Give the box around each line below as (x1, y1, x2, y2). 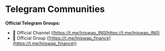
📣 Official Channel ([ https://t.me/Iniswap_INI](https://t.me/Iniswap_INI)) (12, 29, 160, 35)
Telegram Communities (5, 3, 105, 15)
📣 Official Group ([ (12, 35, 50, 41)
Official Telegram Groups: (5, 20, 60, 26)
